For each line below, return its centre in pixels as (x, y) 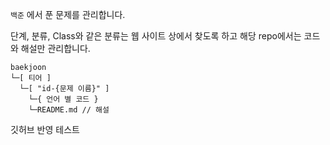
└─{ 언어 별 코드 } (63, 99)
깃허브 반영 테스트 (45, 129)
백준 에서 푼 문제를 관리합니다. (68, 14)
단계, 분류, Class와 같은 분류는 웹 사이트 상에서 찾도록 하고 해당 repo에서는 (156, 36)
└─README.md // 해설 (69, 110)
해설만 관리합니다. (55, 48)
